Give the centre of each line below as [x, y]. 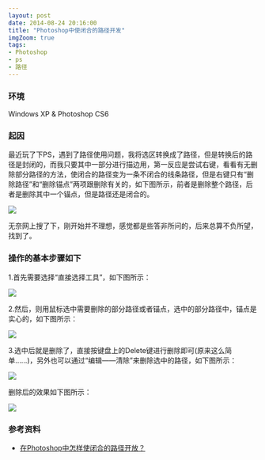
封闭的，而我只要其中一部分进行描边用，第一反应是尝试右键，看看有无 [136, 165]
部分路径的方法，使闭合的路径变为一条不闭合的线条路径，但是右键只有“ [131, 174]
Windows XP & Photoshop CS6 [59, 114]
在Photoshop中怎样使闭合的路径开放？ [82, 447]
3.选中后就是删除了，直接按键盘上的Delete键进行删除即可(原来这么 [117, 350]
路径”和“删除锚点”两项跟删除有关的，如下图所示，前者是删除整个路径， [131, 184]
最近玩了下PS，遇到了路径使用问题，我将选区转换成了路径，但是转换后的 [127, 154]
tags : [17, 45]
